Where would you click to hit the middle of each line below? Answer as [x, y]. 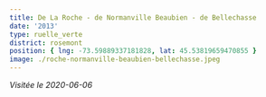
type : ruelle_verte [46, 34]
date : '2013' [34, 26]
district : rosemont [46, 43]
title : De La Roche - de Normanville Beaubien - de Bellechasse [133, 18]
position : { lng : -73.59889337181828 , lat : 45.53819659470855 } [133, 51]
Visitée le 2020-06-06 [51, 85]
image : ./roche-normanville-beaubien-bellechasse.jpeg [115, 59]
